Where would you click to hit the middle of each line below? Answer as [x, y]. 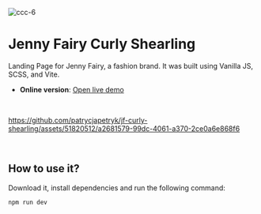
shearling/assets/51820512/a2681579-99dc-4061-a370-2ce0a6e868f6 [124, 128]
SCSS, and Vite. [34, 74]
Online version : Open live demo [72, 89]
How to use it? [44, 169]
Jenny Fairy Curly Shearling [102, 44]
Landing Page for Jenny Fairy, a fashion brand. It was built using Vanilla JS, [131, 66]
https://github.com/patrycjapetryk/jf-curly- [78, 120]
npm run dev [28, 202]
